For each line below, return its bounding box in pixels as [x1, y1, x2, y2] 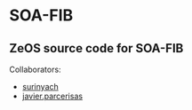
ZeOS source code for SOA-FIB [9, 41, 184, 56]
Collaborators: [9, 64, 61, 75]
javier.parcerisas [21, 90, 83, 101]
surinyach [21, 82, 60, 91]
